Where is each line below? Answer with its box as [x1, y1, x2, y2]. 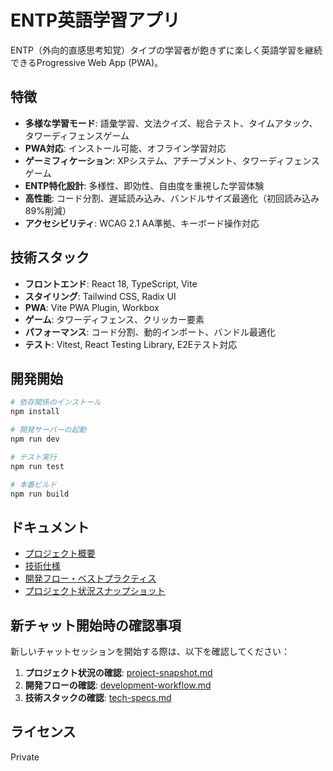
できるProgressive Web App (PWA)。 [10, 56, 164, 68]
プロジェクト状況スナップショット [24, 585, 166, 597]
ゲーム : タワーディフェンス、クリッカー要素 [24, 313, 205, 325]
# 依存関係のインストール [10, 397, 102, 408]
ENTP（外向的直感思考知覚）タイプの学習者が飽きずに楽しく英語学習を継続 [10, 44, 323, 56]
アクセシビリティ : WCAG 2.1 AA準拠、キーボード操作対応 [24, 217, 260, 229]
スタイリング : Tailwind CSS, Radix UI [24, 290, 177, 302]
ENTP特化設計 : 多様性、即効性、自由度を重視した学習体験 [24, 179, 265, 191]
